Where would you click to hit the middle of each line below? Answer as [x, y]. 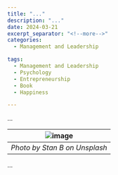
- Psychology [33, 72]
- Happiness [31, 92]
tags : [15, 60]
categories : [25, 40]
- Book [23, 85]
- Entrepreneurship [42, 79]
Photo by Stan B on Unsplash [59, 147]
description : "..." [36, 20]
